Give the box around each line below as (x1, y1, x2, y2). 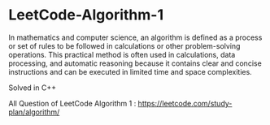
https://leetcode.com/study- (137, 98, 233, 108)
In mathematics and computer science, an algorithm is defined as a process (8, 32, 263, 42)
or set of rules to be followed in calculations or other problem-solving (8, 41, 241, 50)
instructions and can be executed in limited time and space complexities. (8, 67, 252, 76)
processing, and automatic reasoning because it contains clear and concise (8, 58, 262, 68)
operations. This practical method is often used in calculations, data (8, 50, 236, 59)
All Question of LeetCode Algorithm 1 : (8, 98, 137, 108)
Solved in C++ (8, 83, 57, 93)
